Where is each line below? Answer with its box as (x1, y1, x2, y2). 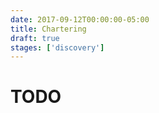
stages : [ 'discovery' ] (10, 42, 105, 53)
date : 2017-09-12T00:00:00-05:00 (10, 14, 150, 25)
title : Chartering (10, 24, 87, 34)
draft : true (10, 33, 60, 43)
